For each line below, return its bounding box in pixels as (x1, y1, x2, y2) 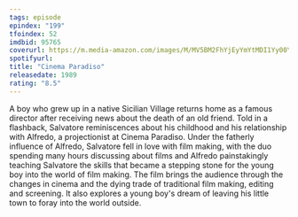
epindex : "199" (9, 21, 66, 30)
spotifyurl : (9, 54, 53, 63)
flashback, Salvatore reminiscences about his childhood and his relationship (9, 121, 287, 133)
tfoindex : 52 (9, 29, 58, 38)
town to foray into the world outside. (9, 197, 142, 208)
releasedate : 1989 (9, 71, 77, 80)
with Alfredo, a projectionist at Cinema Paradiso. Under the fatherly (9, 131, 255, 142)
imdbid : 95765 (9, 37, 62, 47)
